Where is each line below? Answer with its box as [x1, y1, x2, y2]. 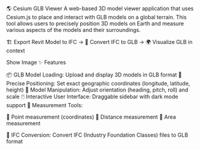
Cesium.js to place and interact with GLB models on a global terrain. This [6, 14, 187, 20]
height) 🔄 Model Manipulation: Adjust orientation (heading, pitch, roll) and [6, 86, 189, 93]
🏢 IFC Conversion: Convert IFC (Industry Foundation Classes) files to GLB [6, 131, 189, 139]
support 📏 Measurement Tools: [6, 102, 83, 108]
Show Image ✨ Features [6, 59, 66, 66]
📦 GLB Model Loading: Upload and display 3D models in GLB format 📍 [6, 71, 183, 78]
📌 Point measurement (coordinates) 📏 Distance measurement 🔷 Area [6, 113, 177, 120]
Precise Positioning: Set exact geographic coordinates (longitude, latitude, [6, 80, 190, 87]
